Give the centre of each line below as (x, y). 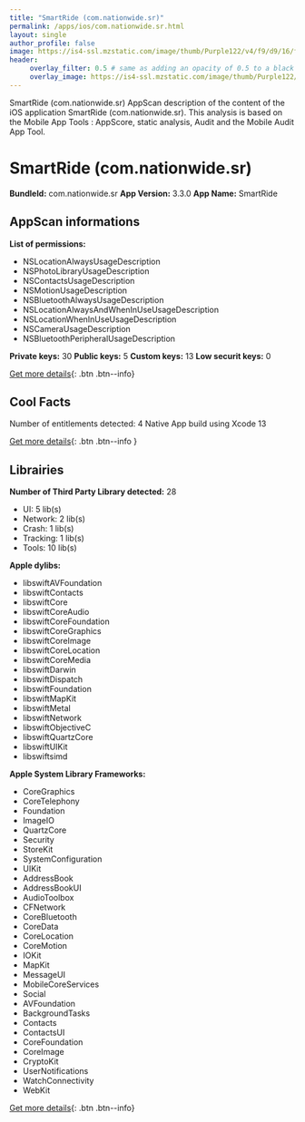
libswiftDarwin (49, 670)
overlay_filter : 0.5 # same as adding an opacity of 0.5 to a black (162, 69)
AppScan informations (75, 222)
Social (34, 994)
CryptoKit (40, 1061)
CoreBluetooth (49, 917)
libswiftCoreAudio (56, 612)
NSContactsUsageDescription (79, 280)
